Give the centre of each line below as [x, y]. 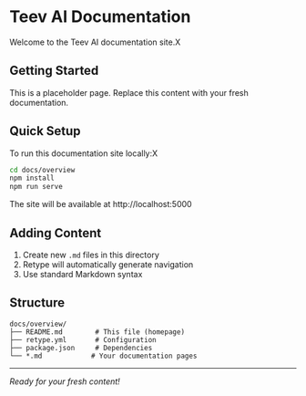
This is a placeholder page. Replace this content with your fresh [129, 92]
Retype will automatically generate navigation [108, 265]
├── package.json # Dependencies [81, 348]
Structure [37, 303]
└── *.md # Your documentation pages [103, 356]
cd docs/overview [42, 170]
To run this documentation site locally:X [84, 153]
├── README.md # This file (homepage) [97, 332]
